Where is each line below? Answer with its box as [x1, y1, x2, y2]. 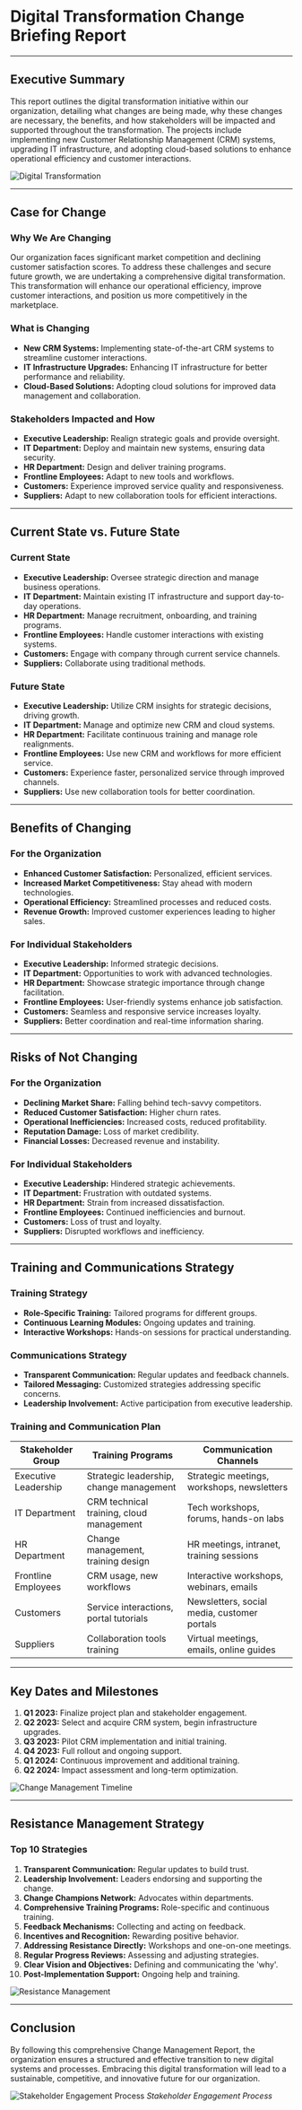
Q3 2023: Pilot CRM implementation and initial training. [22, 1736, 228, 1747]
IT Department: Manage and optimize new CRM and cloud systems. [22, 719, 276, 730]
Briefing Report [10, 25, 126, 46]
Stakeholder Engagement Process [146, 2090, 272, 2101]
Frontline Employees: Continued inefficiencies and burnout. [22, 1207, 246, 1217]
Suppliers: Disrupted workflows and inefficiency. [22, 1225, 205, 1236]
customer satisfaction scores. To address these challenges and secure [10, 262, 272, 273]
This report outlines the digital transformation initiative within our [10, 96, 249, 107]
